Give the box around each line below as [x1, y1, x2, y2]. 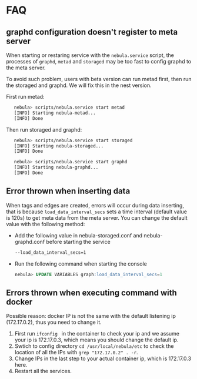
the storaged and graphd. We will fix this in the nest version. [6, 82, 152, 89]
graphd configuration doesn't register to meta [6, 27, 178, 37]
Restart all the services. [14, 368, 72, 375]
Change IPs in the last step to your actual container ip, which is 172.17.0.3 [14, 355, 192, 362]
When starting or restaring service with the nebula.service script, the [6, 52, 175, 59]
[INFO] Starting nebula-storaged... [14, 143, 104, 149]
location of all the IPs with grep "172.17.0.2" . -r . [14, 349, 138, 356]
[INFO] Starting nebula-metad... [14, 110, 96, 116]
